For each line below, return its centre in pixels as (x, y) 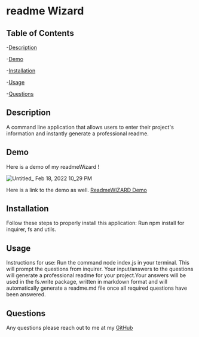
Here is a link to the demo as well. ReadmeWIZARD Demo (77, 190)
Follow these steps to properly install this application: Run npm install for (95, 223)
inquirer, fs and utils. (31, 229)
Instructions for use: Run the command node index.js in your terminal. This (98, 263)
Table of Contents (40, 33)
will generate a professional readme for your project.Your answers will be (96, 275)
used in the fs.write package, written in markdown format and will (87, 282)
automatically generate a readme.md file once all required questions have (97, 288)
